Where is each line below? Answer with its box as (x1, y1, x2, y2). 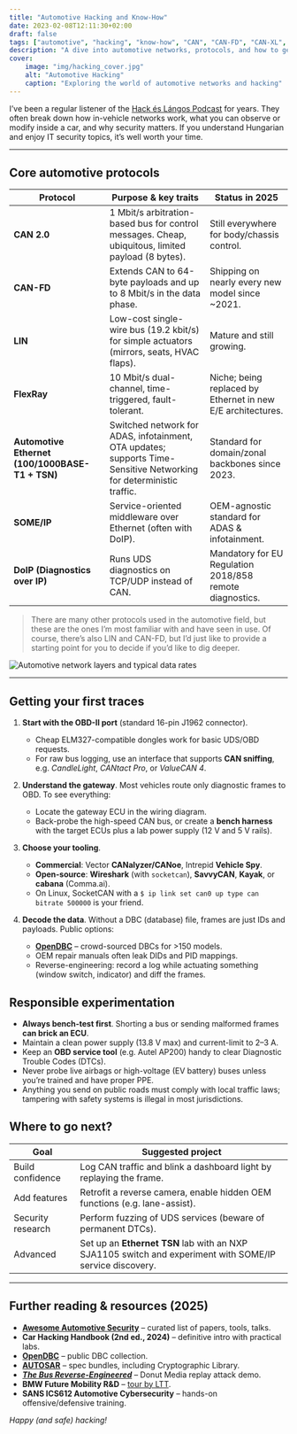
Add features (13, 1191, 68, 1204)
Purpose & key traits (111, 191, 199, 204)
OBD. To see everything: (21, 789, 111, 800)
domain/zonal (209, 446, 267, 459)
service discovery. (80, 1259, 156, 1271)
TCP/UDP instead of (109, 575, 193, 587)
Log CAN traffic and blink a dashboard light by (80, 1160, 272, 1173)
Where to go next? (9, 1120, 113, 1135)
